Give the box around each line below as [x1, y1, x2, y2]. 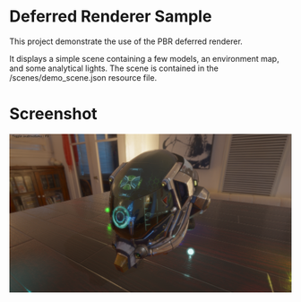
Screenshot [9, 104, 98, 125]
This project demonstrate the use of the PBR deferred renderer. [9, 36, 244, 47]
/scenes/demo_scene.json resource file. [9, 72, 158, 82]
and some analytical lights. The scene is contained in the [9, 63, 219, 73]
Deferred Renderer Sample [9, 6, 212, 27]
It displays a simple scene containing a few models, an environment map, [9, 53, 279, 64]
